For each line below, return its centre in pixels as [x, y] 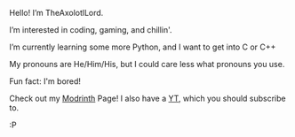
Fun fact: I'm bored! [45, 81]
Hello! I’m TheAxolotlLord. [56, 13]
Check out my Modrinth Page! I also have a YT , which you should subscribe [147, 98]
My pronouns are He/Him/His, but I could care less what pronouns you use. [147, 64]
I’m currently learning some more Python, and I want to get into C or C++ [143, 47]
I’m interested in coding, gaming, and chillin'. [91, 30]
